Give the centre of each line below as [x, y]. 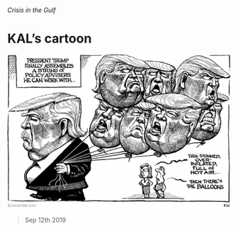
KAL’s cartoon [50, 38]
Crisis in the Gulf [32, 10]
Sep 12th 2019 [45, 220]
